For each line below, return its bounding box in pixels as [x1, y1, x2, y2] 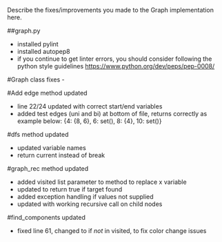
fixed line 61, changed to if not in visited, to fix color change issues [17, 227, 207, 234]
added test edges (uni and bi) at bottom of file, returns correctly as [17, 110, 208, 118]
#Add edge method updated [7, 89, 88, 97]
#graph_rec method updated [7, 165, 89, 172]
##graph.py [7, 27, 41, 35]
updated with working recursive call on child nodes [17, 200, 163, 208]
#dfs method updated [7, 131, 69, 138]
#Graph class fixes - [7, 75, 65, 84]
